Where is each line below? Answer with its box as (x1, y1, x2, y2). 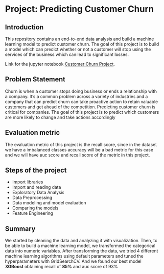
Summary (5, 224, 36, 233)
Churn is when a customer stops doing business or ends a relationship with (5, 88, 157, 94)
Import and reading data (12, 184, 61, 190)
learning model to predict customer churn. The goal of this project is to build (5, 41, 159, 47)
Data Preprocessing (12, 195, 52, 200)
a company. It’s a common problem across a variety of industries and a (5, 93, 148, 99)
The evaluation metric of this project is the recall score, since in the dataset (5, 141, 157, 148)
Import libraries (12, 179, 43, 185)
